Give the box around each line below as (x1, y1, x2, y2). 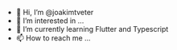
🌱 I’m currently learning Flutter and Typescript (15, 25, 169, 33)
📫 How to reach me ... (15, 33, 91, 43)
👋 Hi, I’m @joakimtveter (15, 8, 94, 17)
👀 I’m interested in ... (15, 16, 84, 25)
